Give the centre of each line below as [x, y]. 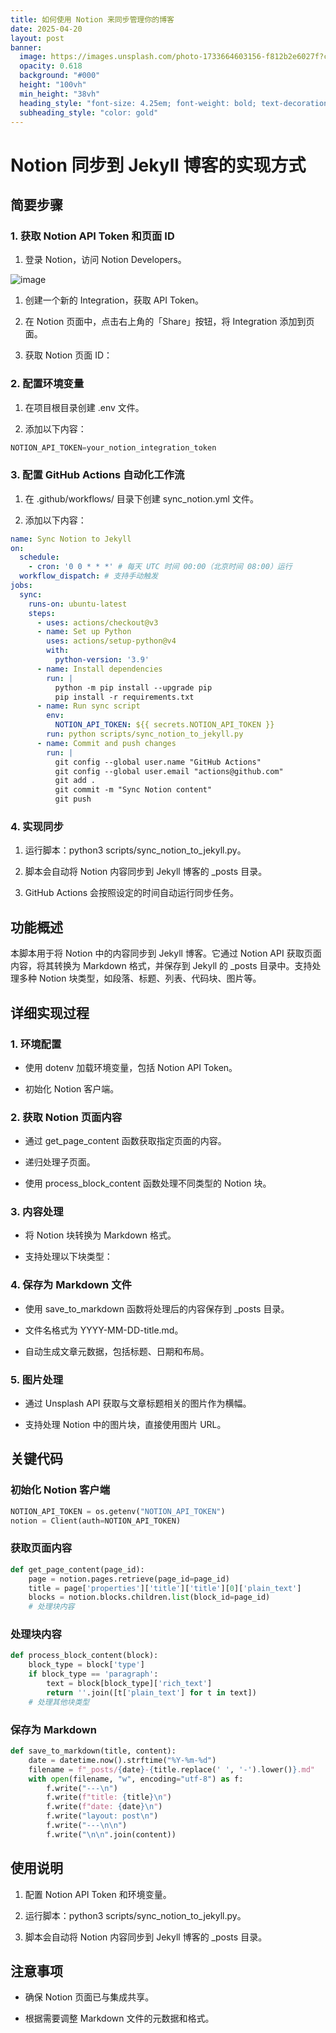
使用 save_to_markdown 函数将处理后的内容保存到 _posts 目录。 [157, 1308]
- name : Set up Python [84, 632]
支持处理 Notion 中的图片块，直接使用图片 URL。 [125, 1425]
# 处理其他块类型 [59, 1702]
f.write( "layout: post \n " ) [102, 1816]
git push [73, 799]
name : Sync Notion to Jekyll [71, 539]
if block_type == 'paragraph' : [93, 1674]
